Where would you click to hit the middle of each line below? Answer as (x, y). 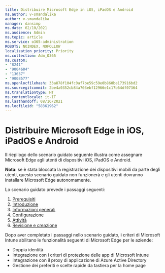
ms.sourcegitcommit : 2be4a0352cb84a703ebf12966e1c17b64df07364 (71, 88)
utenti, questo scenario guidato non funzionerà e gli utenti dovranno (74, 175)
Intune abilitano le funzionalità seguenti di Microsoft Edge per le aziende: (79, 240)
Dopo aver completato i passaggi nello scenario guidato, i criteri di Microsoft (82, 234)
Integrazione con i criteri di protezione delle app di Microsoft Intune (81, 255)
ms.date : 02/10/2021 (26, 28)
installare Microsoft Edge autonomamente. (48, 180)
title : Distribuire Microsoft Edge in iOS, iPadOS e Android (69, 10)
